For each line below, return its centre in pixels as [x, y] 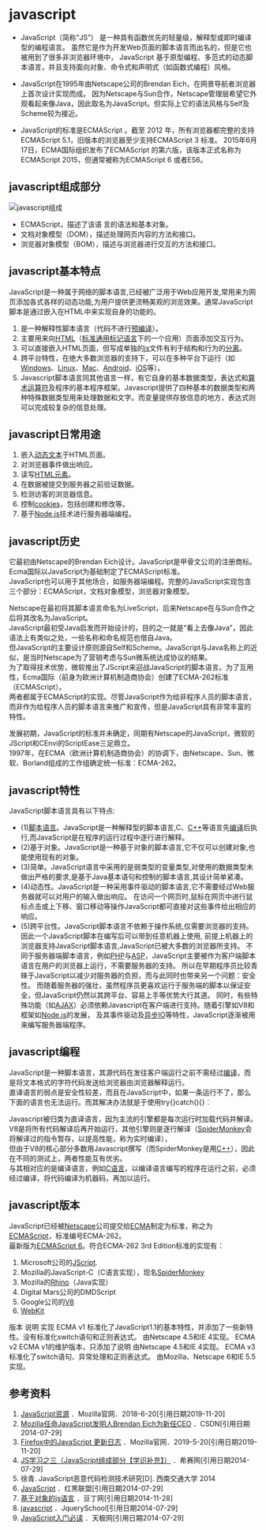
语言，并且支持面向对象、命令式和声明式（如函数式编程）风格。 [131, 67]
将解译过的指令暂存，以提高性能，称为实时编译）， [90, 1139]
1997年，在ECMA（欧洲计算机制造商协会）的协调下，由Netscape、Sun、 [128, 753]
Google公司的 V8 [47, 1302]
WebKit [32, 1311]
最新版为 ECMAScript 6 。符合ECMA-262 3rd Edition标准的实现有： [116, 1245]
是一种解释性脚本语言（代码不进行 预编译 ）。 [91, 328]
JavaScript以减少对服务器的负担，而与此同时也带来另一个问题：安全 [145, 975]
